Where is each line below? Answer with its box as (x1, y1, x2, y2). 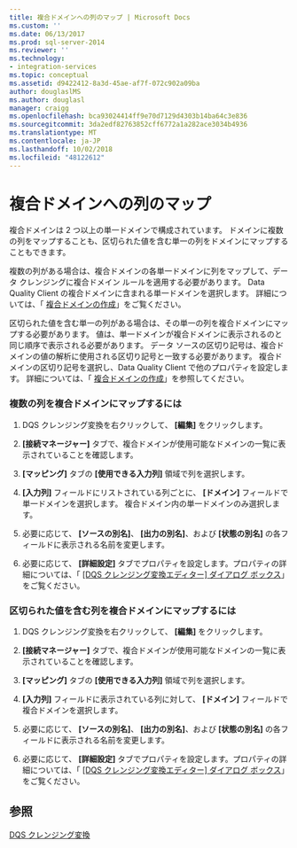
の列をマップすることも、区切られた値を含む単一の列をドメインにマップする (9, 236, 289, 246)
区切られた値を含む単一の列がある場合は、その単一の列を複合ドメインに (9, 318, 273, 329)
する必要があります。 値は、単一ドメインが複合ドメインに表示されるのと (16, 329, 283, 339)
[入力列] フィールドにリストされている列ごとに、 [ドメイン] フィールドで (21, 486, 289, 497)
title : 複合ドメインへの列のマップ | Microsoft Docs (9, 12, 191, 22)
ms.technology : (9, 54, 66, 63)
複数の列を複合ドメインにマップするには (9, 398, 182, 410)
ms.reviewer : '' (9, 46, 69, 55)
